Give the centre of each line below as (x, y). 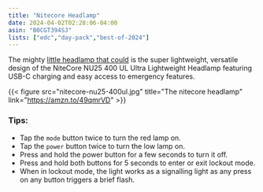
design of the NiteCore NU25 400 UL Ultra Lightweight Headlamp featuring (130, 68)
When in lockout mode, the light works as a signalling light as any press (135, 171)
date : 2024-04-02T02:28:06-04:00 (63, 23)
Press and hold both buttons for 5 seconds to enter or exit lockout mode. (137, 163)
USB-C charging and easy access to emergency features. (102, 76)
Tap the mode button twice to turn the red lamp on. (100, 138)
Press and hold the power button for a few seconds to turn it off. (124, 154)
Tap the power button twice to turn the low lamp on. (102, 146)
